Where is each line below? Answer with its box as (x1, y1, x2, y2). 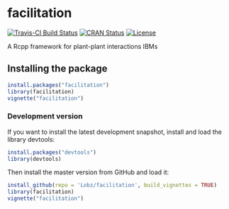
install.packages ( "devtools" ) (7, 149, 97, 156)
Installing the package (7, 62, 108, 75)
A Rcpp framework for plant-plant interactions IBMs (7, 42, 158, 50)
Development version (7, 111, 83, 121)
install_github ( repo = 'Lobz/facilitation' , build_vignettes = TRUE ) (7, 182, 218, 189)
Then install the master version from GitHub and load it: (7, 168, 169, 176)
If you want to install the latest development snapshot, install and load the (7, 128, 222, 136)
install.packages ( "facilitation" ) (7, 81, 110, 89)
